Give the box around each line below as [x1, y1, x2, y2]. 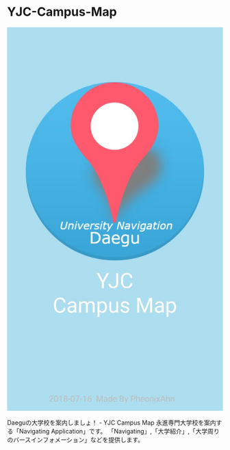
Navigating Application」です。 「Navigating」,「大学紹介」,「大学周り [18, 427, 220, 435]
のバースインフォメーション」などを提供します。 [7, 436, 144, 444]
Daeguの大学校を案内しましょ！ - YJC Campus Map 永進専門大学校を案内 [7, 418, 217, 427]
